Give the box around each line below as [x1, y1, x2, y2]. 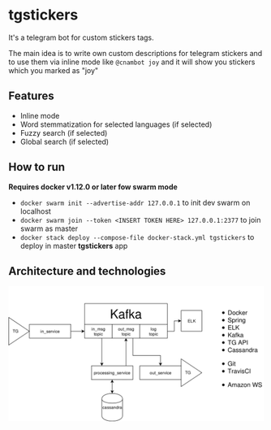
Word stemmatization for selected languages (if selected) [19, 119, 213, 129]
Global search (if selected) [19, 137, 110, 146]
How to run [8, 160, 66, 174]
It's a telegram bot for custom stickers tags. [8, 33, 154, 42]
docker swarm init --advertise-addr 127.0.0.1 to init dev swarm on [19, 198, 251, 207]
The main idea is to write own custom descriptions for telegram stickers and [8, 48, 263, 58]
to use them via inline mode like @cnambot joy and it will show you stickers [8, 57, 256, 67]
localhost [19, 206, 51, 216]
